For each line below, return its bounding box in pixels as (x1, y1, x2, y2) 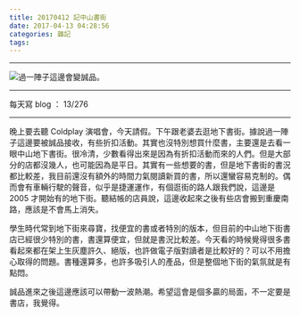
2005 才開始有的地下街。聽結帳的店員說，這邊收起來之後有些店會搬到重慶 (9, 193, 281, 204)
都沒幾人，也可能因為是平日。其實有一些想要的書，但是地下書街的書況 (32, 159, 291, 170)
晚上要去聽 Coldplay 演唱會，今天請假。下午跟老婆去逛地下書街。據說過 (9, 126, 273, 137)
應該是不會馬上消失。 (24, 204, 104, 215)
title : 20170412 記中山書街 (9, 12, 107, 22)
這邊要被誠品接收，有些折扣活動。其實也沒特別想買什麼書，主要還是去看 (16, 137, 283, 148)
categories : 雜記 (9, 29, 71, 38)
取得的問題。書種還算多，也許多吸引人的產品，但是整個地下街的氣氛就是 (16, 256, 283, 267)
